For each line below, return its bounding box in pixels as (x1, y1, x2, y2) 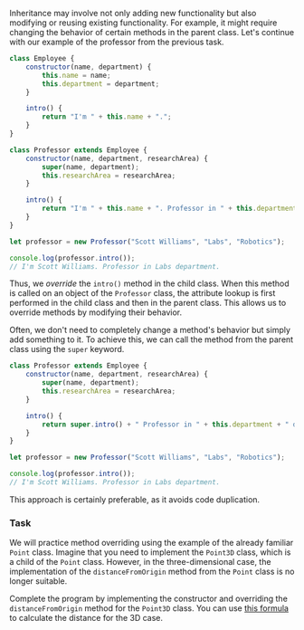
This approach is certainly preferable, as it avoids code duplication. (9, 493, 261, 505)
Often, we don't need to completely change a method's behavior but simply (9, 325, 291, 336)
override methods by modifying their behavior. (9, 307, 183, 318)
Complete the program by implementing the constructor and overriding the (9, 593, 288, 605)
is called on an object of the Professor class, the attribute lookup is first (9, 288, 276, 299)
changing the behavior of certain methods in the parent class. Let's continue (9, 27, 295, 37)
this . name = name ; (42, 71, 111, 80)
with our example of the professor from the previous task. (9, 36, 224, 47)
